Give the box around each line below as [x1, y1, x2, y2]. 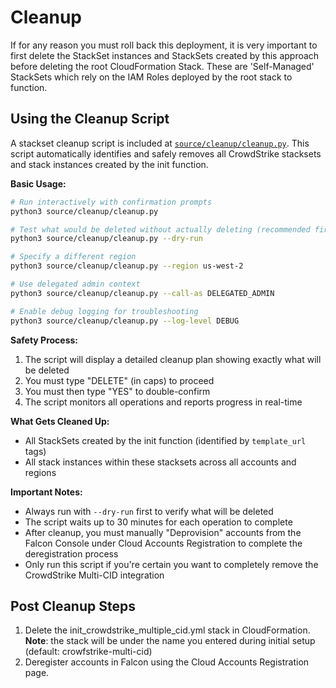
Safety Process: [10, 334, 79, 346]
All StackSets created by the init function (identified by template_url [24, 434, 307, 446]
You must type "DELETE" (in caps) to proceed [24, 374, 215, 386]
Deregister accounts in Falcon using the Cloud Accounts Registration [24, 656, 310, 668]
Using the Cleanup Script [10, 111, 170, 128]
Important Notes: [10, 486, 83, 498]
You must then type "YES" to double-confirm [24, 385, 211, 397]
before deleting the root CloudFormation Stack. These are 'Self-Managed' [10, 60, 315, 72]
